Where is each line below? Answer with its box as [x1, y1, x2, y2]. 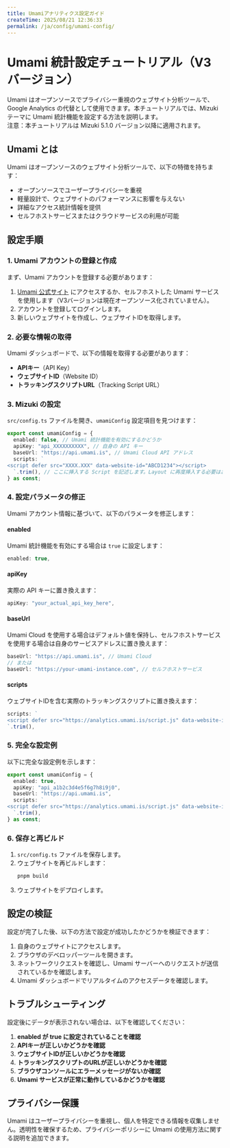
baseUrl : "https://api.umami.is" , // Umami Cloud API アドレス [13, 449, 194, 456]
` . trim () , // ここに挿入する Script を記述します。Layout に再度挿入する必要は [13, 468, 221, 476]
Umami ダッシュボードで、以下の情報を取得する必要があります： [7, 349, 190, 358]
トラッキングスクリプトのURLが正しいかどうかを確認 [16, 1058, 167, 1066]
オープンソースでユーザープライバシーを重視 [16, 186, 142, 194]
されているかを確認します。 [16, 968, 94, 976]
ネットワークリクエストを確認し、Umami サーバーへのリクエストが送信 [16, 959, 219, 968]
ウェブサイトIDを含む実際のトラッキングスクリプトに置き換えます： [7, 696, 199, 705]
